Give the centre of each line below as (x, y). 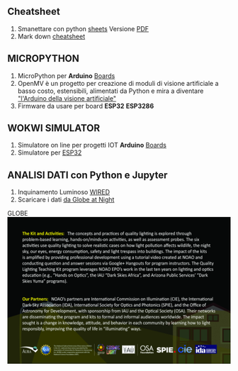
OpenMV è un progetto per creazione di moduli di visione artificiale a (118, 83)
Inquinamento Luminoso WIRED (64, 192)
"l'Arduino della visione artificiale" (67, 98)
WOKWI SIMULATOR (54, 128)
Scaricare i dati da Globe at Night (66, 200)
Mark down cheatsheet (51, 36)
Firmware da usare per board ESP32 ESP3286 (86, 106)
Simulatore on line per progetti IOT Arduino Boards (92, 145)
